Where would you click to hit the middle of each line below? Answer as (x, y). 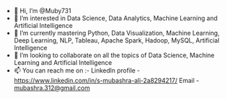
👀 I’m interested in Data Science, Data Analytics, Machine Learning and (115, 18)
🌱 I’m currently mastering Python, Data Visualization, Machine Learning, (117, 33)
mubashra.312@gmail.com (52, 88)
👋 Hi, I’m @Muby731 (42, 11)
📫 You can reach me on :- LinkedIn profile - (77, 70)
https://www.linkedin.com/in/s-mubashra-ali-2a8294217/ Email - (106, 81)
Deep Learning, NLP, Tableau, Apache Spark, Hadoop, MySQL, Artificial (116, 40)
